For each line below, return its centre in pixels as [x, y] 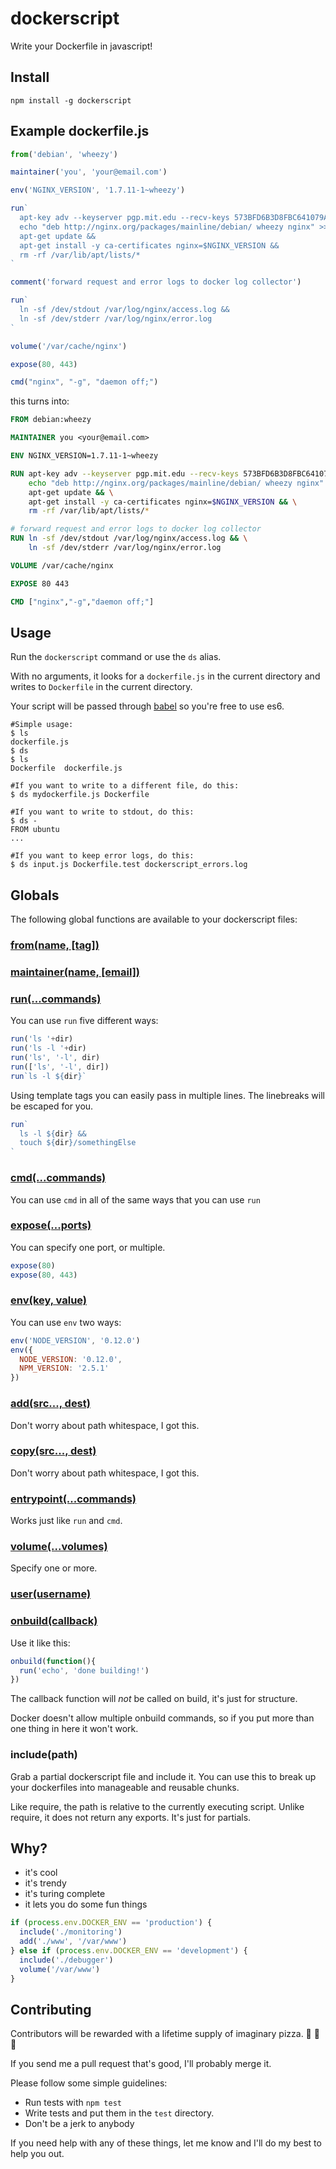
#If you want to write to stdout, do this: [102, 812]
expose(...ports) [51, 1225]
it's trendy [45, 1883]
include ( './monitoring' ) [71, 1932]
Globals [35, 895]
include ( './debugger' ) [66, 1960]
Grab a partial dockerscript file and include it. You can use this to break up [163, 1776]
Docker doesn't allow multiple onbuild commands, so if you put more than [162, 1718]
